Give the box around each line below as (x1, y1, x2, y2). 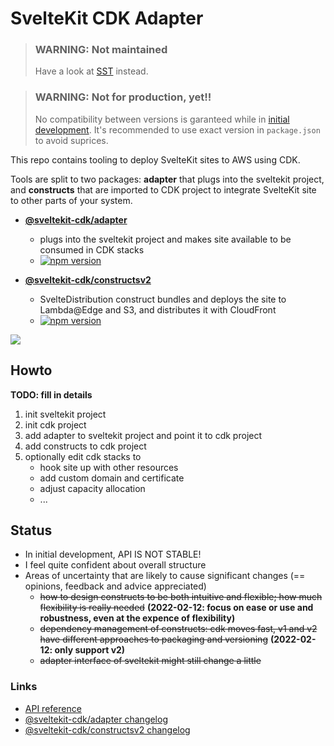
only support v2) (54, 644, 126, 656)
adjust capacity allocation (39, 482, 146, 494)
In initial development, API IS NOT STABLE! (24, 548, 202, 561)
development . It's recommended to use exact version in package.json (34, 123, 321, 136)
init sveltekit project (24, 408, 107, 420)
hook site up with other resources (39, 461, 179, 473)
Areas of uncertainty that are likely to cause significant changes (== (24, 570, 306, 582)
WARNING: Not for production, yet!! (34, 90, 212, 104)
